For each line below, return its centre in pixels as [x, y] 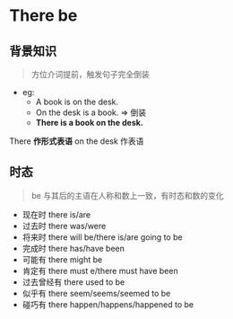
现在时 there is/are [56, 214]
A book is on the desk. [77, 102]
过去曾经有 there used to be [73, 282]
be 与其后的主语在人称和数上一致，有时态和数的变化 [127, 195]
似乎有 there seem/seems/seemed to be [96, 293]
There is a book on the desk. [89, 123]
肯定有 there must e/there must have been [100, 270]
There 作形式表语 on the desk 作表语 [77, 141]
